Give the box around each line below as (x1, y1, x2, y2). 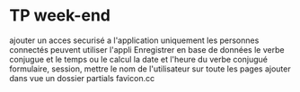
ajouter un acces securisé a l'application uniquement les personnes (9, 35, 260, 46)
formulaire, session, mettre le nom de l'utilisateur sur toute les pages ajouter (9, 63, 291, 74)
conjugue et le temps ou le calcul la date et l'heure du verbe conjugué (9, 54, 268, 64)
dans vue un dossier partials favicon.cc (9, 72, 155, 83)
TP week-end (9, 5, 110, 26)
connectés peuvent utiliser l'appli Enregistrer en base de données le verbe (9, 44, 285, 54)
